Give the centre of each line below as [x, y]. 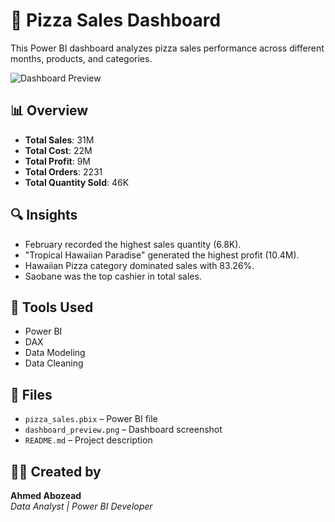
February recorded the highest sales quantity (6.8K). [133, 244]
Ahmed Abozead [46, 495]
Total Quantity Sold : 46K [77, 182]
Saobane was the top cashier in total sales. [113, 276]
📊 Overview [49, 110]
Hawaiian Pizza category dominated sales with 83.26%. [139, 265]
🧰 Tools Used [52, 307]
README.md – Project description [88, 440]
